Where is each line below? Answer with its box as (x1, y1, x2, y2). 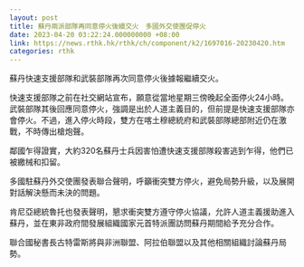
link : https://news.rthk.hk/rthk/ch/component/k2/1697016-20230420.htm (9, 38, 285, 48)
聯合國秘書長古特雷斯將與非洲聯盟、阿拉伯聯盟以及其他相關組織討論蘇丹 (9, 237, 279, 248)
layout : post (9, 13, 59, 23)
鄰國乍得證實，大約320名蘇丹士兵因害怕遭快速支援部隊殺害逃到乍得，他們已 (9, 146, 294, 157)
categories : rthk (9, 47, 75, 56)
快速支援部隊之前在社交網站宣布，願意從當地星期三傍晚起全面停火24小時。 (9, 92, 290, 103)
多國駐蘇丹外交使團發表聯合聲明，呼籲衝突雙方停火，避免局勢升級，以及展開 (9, 176, 295, 186)
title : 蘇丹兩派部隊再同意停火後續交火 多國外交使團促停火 (9, 22, 206, 31)
